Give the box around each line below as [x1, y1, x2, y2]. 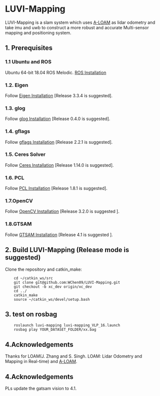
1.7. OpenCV [5, 198, 33, 205]
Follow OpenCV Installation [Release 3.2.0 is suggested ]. [5, 208, 120, 214]
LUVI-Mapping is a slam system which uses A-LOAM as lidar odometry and [5, 19, 155, 25]
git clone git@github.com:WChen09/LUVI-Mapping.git [14, 280, 120, 285]
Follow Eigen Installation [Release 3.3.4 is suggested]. [5, 92, 113, 98]
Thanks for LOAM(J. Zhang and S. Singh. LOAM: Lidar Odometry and [5, 353, 142, 359]
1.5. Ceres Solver [5, 151, 46, 158]
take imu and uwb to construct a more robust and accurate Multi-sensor [5, 24, 149, 30]
